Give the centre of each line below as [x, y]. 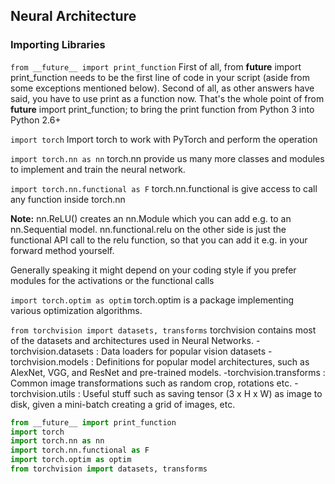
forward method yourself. [62, 250]
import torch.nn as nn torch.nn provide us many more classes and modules [167, 158]
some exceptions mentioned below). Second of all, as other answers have [162, 88]
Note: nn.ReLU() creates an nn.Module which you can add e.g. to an [151, 218]
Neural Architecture [73, 16]
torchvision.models [49, 361]
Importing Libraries [58, 45]
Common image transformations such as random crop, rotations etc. [151, 383]
